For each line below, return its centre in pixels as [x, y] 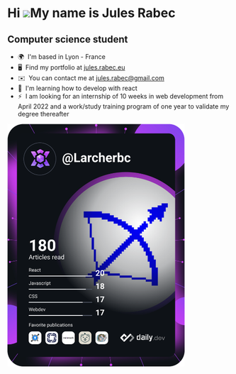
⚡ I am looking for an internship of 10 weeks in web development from [120, 96]
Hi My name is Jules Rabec [91, 13]
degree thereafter [43, 114]
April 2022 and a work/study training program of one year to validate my [123, 106]
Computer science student [68, 39]
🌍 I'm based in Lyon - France [62, 57]
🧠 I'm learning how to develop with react [78, 88]
